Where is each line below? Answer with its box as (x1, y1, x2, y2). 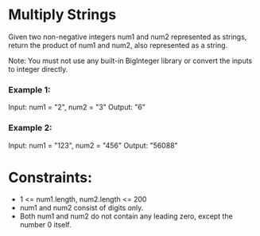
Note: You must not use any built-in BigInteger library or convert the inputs (8, 56, 253, 65)
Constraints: (8, 168, 93, 187)
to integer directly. (8, 64, 68, 73)
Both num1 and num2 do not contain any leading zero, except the (19, 211, 233, 221)
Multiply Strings (8, 6, 117, 24)
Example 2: (8, 122, 52, 133)
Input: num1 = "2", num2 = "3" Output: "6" (8, 102, 146, 112)
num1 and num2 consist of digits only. (19, 203, 144, 213)
